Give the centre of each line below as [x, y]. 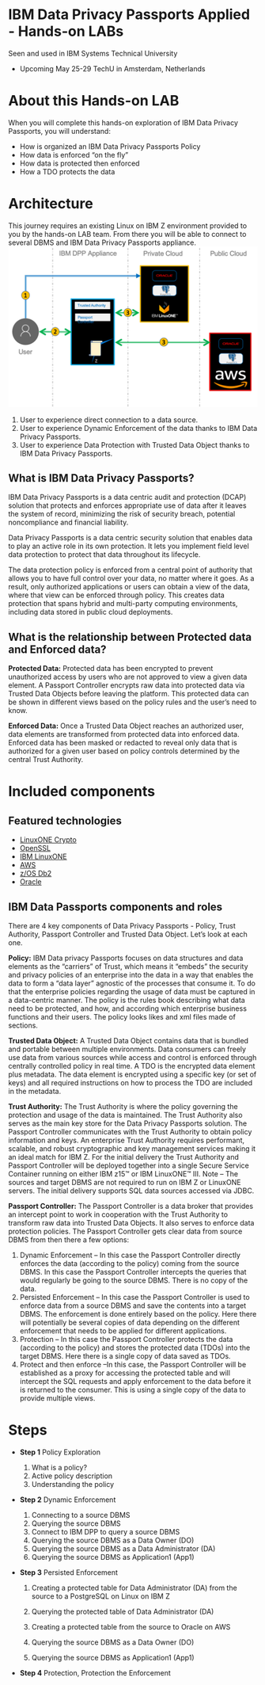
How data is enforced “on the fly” [74, 154]
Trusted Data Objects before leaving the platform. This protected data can [129, 694]
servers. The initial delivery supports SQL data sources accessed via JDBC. [131, 1191]
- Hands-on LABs [66, 31]
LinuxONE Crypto [48, 840]
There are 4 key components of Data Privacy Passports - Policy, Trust [122, 926]
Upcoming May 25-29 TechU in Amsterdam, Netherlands [112, 68]
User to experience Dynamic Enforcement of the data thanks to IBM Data [138, 428]
